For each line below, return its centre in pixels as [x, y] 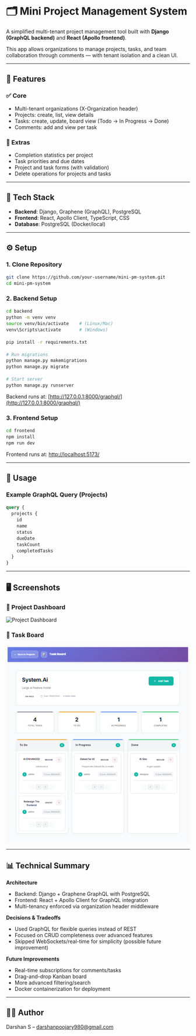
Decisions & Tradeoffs [34, 918]
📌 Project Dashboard [36, 607]
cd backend [19, 311]
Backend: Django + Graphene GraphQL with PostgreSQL [82, 894]
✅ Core [16, 96]
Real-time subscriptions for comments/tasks [68, 971]
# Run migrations [27, 354]
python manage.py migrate [37, 367]
